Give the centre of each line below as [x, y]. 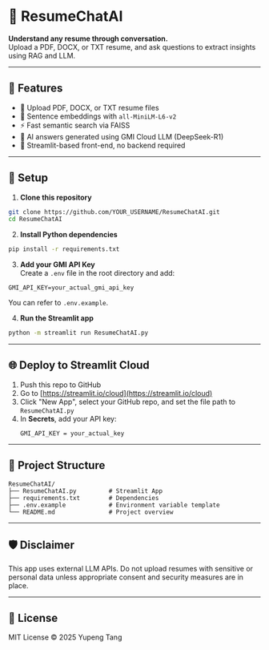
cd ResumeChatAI [35, 220]
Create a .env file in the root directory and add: [97, 273]
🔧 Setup [28, 178]
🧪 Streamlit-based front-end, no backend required [102, 145]
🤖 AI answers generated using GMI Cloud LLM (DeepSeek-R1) [122, 136]
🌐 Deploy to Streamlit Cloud [79, 365]
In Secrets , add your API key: [68, 418]
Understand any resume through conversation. [88, 38]
